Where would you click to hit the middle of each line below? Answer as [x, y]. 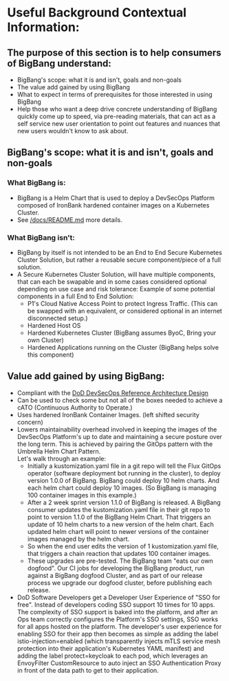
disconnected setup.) [57, 318]
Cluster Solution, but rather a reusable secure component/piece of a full [119, 260]
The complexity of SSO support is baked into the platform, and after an [117, 612]
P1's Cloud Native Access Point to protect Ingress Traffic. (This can [122, 303]
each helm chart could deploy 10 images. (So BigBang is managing [122, 488]
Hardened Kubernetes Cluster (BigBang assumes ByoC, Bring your [122, 333]
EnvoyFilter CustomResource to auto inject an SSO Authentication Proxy [119, 663]
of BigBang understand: [59, 63]
